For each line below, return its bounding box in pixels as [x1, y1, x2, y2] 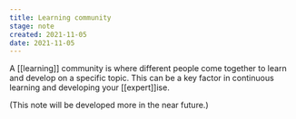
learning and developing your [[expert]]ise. [9, 82, 170, 93]
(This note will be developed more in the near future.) [9, 100, 209, 111]
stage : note [9, 22, 54, 31]
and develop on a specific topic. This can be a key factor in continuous [9, 73, 274, 84]
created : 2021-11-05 [9, 30, 88, 39]
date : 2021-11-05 [9, 38, 75, 48]
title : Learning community [9, 13, 112, 23]
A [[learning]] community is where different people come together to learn [9, 63, 288, 74]
